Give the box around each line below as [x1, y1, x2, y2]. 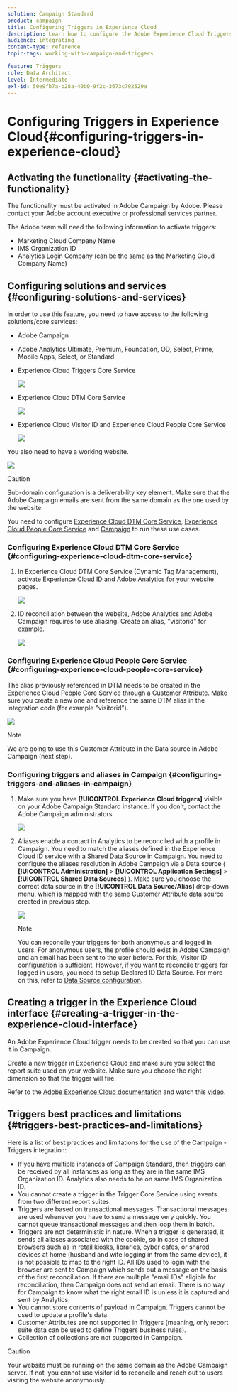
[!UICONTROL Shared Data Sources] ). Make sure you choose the [17, 875, 212, 883]
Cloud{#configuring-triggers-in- [7, 129, 205, 144]
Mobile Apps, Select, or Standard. [17, 352, 117, 361]
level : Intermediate [7, 76, 69, 83]
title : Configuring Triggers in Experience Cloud [7, 23, 157, 31]
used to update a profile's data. [17, 1310, 109, 1319]
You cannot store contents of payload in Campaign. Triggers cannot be [17, 1303, 225, 1311]
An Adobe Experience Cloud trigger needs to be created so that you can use [7, 1037, 231, 1046]
